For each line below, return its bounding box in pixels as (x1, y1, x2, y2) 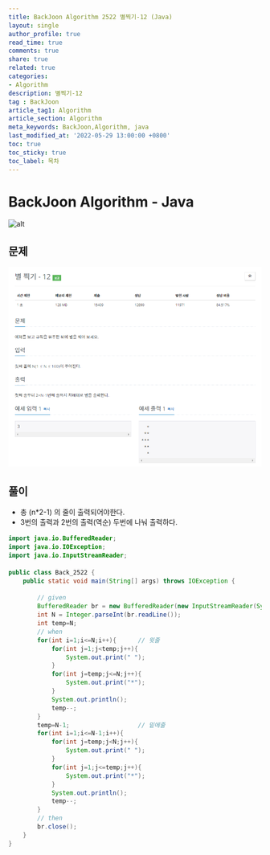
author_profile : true (8, 30, 81, 38)
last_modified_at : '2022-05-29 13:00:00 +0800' (8, 132, 171, 140)
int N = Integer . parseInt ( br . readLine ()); (37, 611, 182, 619)
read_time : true (8, 39, 63, 47)
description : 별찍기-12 (8, 89, 83, 97)
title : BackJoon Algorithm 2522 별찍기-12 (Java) (8, 13, 173, 21)
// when (37, 628, 63, 636)
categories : (8, 72, 48, 80)
